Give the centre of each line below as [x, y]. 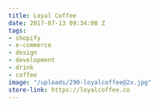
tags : [17, 30]
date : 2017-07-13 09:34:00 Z [57, 23]
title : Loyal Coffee [43, 16]
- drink [21, 68]
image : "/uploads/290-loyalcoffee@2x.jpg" [80, 82]
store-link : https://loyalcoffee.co [69, 90]
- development [32, 61]
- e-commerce [30, 45]
